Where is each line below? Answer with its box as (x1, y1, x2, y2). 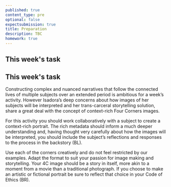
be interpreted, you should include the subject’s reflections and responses (5, 134, 162, 140)
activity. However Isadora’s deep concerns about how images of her (5, 97, 149, 103)
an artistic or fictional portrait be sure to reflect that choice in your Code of (5, 171, 163, 177)
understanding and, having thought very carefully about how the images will (5, 129, 166, 135)
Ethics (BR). (5, 177, 30, 183)
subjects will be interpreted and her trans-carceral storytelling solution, (5, 102, 155, 109)
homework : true (5, 36, 38, 41)
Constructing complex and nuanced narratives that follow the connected (5, 86, 158, 92)
